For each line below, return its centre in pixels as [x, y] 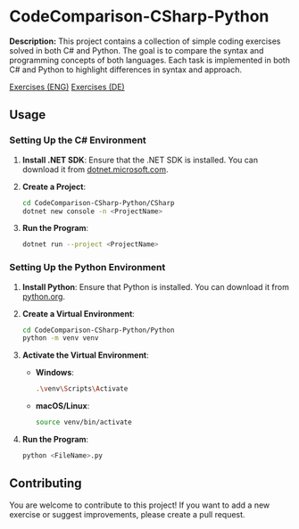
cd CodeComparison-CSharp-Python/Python [98, 330]
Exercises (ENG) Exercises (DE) [67, 87]
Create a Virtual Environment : [79, 313]
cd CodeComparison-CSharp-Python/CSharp [98, 203]
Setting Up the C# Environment [78, 140]
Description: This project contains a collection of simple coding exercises [145, 41]
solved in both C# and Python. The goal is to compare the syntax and [137, 50]
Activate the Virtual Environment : [85, 355]
